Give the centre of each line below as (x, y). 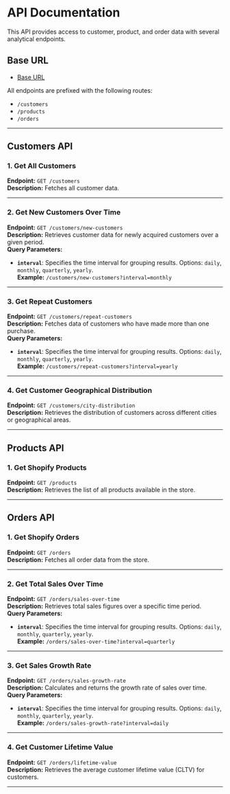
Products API (36, 448)
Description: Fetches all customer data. (63, 188)
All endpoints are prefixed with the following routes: (80, 90)
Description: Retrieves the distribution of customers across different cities (112, 413)
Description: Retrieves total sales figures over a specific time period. (104, 606)
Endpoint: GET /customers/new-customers (65, 227)
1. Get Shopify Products (47, 467)
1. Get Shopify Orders (43, 537)
